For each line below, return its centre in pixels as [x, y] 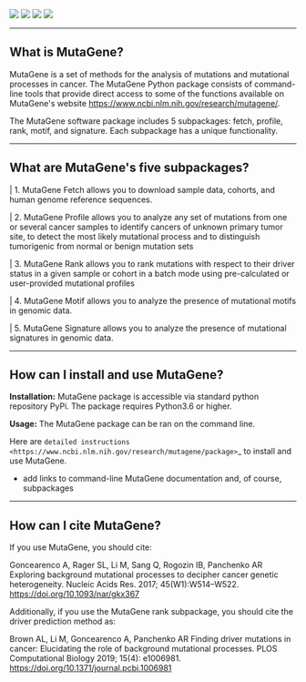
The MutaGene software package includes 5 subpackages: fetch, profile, [147, 121]
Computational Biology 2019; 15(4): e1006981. [96, 658]
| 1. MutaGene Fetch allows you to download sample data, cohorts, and [143, 189]
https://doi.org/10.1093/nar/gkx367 [75, 594]
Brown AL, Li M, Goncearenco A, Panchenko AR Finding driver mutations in [150, 639]
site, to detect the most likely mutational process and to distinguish [135, 236]
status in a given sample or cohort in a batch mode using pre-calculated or [149, 273]
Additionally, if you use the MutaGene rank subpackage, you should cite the [152, 612]
